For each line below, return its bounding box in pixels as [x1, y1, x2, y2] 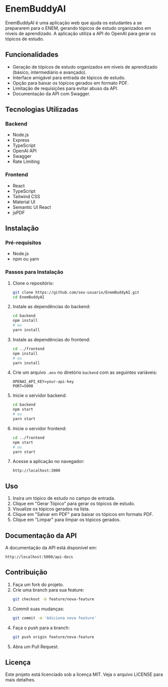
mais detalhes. [5, 677, 36, 683]
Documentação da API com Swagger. [12, 90, 91, 96]
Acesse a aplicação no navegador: [12, 459, 85, 465]
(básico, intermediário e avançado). [12, 69, 87, 75]
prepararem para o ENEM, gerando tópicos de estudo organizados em [5, 25, 151, 31]
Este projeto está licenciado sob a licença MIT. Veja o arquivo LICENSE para [5, 671, 163, 677]
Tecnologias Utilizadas [5, 105, 79, 114]
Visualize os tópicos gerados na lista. [12, 506, 90, 512]
